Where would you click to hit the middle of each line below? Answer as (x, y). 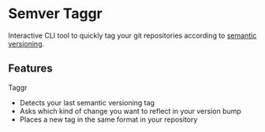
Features (30, 69)
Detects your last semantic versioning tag (87, 102)
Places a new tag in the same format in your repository (108, 119)
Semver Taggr (55, 14)
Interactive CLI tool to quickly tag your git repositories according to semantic (132, 35)
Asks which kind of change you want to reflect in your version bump (131, 111)
